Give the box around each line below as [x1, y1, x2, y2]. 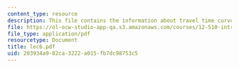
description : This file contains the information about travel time [7, 17, 215, 24]
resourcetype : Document [7, 37, 78, 44]
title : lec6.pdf [7, 43, 55, 50]
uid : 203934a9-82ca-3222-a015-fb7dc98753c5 [7, 50, 139, 57]
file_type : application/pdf [7, 30, 91, 38]
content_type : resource [7, 10, 78, 18]
